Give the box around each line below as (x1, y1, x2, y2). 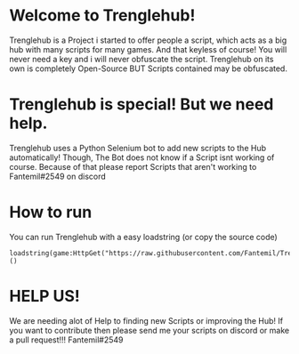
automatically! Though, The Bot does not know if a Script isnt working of (9, 152, 275, 163)
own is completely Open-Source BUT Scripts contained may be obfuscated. (9, 63, 287, 74)
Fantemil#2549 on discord (9, 171, 107, 181)
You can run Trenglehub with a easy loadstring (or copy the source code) (9, 231, 278, 242)
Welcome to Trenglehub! (9, 5, 196, 26)
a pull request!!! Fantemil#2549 (9, 334, 124, 345)
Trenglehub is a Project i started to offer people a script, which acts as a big (9, 35, 287, 45)
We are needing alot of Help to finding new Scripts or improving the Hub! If (9, 315, 283, 326)
